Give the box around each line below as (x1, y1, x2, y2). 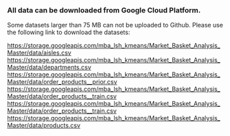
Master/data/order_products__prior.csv (7, 78, 118, 86)
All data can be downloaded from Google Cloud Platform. (7, 5, 201, 15)
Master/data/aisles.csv (7, 49, 72, 57)
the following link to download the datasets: (7, 28, 130, 36)
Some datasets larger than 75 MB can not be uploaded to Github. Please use (7, 21, 223, 29)
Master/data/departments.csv (7, 64, 91, 72)
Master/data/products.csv (7, 122, 81, 130)
